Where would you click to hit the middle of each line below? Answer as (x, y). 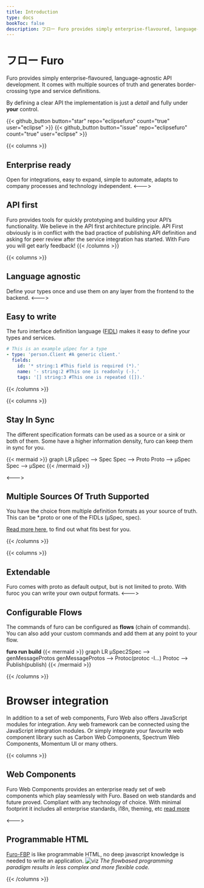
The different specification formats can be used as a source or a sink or (96, 434)
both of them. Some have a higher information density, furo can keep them (100, 441)
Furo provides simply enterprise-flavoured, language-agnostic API (89, 78)
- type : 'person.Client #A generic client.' (63, 355)
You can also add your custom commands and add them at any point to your (102, 633)
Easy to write (31, 317)
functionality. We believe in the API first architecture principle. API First (95, 226)
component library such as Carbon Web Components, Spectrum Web (93, 737)
